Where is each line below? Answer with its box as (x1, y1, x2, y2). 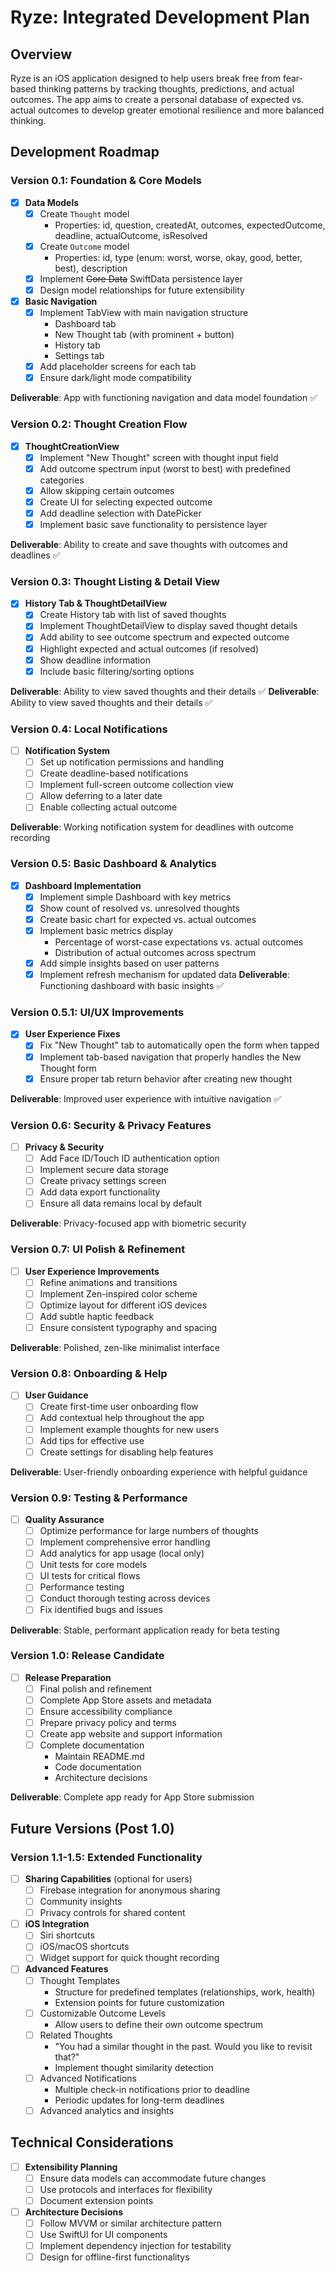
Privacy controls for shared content (39, 1907, 186, 1919)
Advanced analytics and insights (39, 2104, 175, 2116)
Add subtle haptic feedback (39, 1310, 155, 1322)
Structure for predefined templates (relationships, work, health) (54, 1986, 316, 1998)
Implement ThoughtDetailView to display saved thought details (39, 620, 298, 632)
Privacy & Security (24, 1141, 105, 1153)
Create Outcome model (39, 240, 130, 252)
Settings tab (54, 350, 105, 362)
